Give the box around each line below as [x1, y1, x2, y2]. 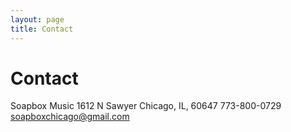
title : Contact [10, 24, 74, 34]
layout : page [10, 14, 65, 25]
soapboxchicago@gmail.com [10, 111, 130, 123]
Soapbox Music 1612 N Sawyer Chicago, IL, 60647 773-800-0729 [10, 100, 282, 112]
